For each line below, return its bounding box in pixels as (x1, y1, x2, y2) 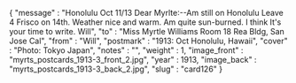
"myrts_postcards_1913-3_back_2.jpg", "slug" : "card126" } (9, 64, 223, 74)
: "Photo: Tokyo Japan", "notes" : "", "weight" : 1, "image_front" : (9, 45, 244, 56)
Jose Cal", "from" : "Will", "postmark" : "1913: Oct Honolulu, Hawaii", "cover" (9, 35, 288, 46)
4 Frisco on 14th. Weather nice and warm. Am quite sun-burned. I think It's (9, 17, 282, 27)
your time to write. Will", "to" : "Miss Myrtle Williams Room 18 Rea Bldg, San (9, 26, 285, 36)
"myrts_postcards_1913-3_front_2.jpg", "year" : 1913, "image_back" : (9, 55, 257, 64)
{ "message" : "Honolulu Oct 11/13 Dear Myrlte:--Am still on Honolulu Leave (9, 8, 284, 18)
